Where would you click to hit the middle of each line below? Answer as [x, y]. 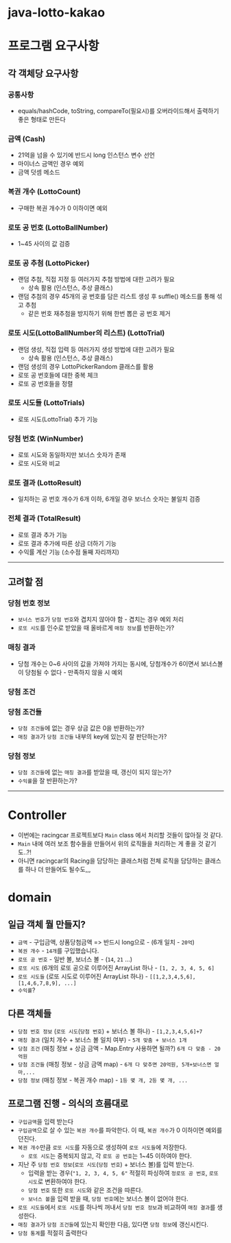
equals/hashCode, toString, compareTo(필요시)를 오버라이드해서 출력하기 [118, 111]
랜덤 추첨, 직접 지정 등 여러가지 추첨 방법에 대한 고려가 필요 [96, 280]
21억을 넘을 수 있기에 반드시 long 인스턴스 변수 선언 [86, 155]
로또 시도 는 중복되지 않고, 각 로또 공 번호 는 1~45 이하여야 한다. [110, 1155]
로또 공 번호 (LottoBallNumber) [58, 227]
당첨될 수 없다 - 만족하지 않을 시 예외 [74, 672]
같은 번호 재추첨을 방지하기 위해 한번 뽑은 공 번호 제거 [99, 314]
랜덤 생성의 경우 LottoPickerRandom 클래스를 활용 [86, 366]
